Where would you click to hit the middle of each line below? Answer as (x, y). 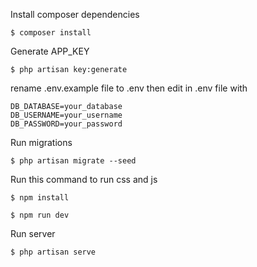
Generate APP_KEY (50, 51)
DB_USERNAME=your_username (66, 115)
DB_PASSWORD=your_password (66, 124)
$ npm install (40, 198)
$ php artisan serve (53, 252)
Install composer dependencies (75, 14)
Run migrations (41, 142)
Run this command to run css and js (84, 179)
